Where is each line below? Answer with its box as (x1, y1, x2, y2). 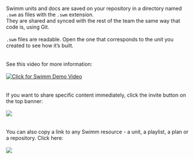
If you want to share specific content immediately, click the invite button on (6, 91, 186, 98)
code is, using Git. (6, 23, 50, 30)
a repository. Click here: (6, 135, 64, 142)
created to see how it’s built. (6, 42, 74, 49)
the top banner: (6, 98, 43, 104)
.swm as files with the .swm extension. (6, 11, 94, 18)
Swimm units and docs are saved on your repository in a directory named (6, 5, 182, 12)
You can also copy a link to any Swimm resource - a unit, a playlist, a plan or (6, 128, 189, 135)
